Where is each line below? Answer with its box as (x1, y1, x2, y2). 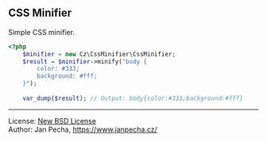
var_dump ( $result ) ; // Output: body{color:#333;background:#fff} (22, 94, 244, 102)
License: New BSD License (8, 116, 97, 125)
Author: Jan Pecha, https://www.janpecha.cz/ (8, 125, 157, 134)
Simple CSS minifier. (8, 27, 75, 36)
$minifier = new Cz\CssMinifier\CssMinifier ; (22, 50, 176, 58)
